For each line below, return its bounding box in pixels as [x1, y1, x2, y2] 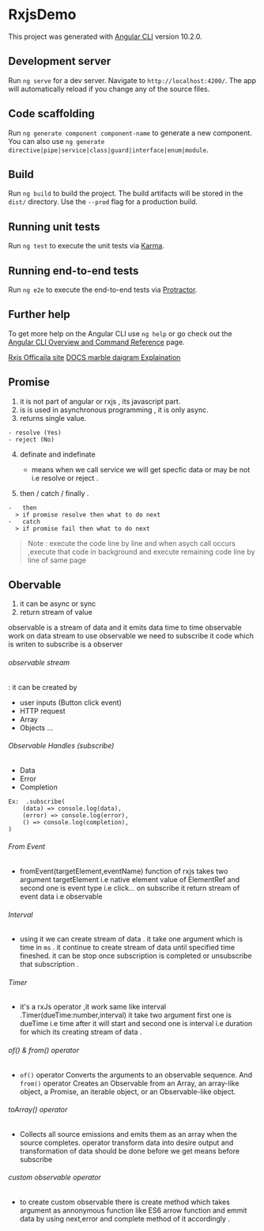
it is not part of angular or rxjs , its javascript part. [19, 396, 181, 406]
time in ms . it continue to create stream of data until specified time [19, 943, 236, 953]
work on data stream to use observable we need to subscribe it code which [8, 631, 255, 641]
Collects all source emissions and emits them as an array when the [19, 1129, 237, 1138]
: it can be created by [8, 682, 77, 691]
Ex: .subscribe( [8, 797, 66, 805]
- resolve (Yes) [8, 429, 62, 437]
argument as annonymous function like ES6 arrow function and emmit [19, 1206, 247, 1215]
